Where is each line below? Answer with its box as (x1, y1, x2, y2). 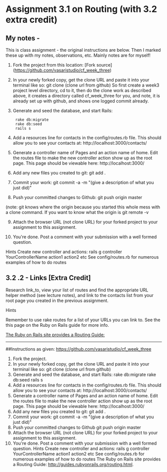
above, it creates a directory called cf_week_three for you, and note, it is (12, 93, 160, 98)
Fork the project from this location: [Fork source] (12, 62, 112, 68)
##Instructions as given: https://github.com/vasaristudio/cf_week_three (5, 346, 152, 352)
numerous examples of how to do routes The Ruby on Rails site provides (12, 456, 161, 462)
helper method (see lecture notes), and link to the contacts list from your (5, 292, 154, 298)
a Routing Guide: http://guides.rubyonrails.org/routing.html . (12, 461, 134, 467)
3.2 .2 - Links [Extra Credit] (5, 274, 91, 282)
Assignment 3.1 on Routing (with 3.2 (5, 3, 158, 15)
